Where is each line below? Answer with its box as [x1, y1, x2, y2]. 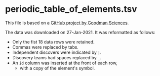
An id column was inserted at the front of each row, [12, 60, 118, 66]
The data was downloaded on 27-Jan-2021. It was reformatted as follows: [5, 29, 156, 35]
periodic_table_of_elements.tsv [5, 3, 137, 15]
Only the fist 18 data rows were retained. [12, 38, 95, 45]
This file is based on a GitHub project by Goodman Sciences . [5, 20, 129, 26]
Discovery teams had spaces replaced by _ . [12, 54, 102, 60]
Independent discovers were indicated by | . [12, 49, 102, 55]
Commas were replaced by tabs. [12, 44, 79, 50]
